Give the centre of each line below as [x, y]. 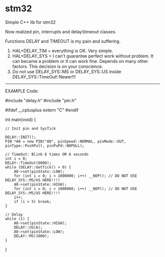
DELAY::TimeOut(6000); [28, 163]
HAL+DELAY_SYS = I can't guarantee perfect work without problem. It [83, 56]
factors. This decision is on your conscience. [57, 66]
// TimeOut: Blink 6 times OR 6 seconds [47, 154]
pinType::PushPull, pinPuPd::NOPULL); [45, 145]
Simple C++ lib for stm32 [30, 22]
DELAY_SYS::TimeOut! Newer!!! [44, 77]
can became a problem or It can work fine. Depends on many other [80, 61]
